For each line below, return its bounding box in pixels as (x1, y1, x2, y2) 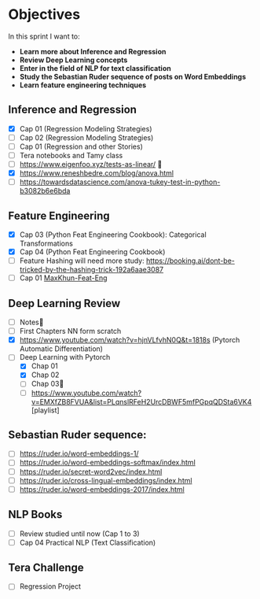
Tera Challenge (8, 561, 84, 575)
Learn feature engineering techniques (19, 80, 147, 90)
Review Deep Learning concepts (19, 55, 128, 65)
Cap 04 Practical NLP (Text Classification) (19, 538, 156, 547)
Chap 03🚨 (31, 379, 64, 389)
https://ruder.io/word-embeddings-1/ (19, 449, 139, 458)
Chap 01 (31, 361, 58, 371)
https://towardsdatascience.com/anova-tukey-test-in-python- (19, 177, 221, 187)
